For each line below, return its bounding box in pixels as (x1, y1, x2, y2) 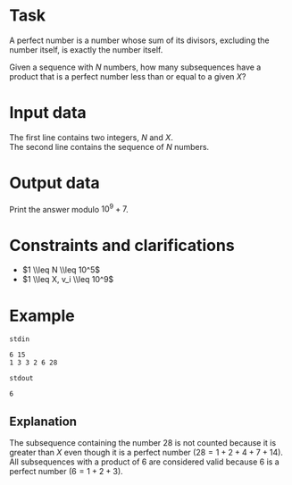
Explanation (9, 414, 78, 429)
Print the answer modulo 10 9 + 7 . (9, 202, 129, 214)
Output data (9, 173, 100, 193)
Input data (9, 103, 87, 123)
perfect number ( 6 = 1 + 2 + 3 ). (9, 466, 123, 477)
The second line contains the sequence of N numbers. (9, 141, 210, 152)
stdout (9, 374, 34, 383)
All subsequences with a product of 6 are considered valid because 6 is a (9, 456, 279, 467)
